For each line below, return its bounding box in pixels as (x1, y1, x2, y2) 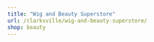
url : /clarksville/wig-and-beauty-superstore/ (7, 17, 148, 24)
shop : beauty (7, 23, 46, 31)
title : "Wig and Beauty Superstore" (7, 10, 116, 18)
